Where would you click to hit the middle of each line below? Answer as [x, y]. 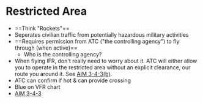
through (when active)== [46, 48]
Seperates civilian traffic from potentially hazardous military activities [102, 34]
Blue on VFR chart [37, 86]
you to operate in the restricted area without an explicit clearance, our [102, 67]
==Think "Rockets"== [42, 28]
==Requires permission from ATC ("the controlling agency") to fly [97, 41]
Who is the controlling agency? [63, 54]
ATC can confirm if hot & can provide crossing [73, 80]
